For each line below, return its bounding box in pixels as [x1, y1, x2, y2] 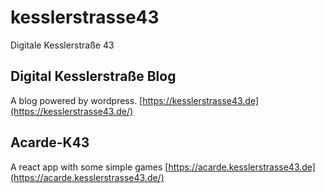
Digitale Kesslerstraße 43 [10, 39, 115, 51]
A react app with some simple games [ [10, 161, 169, 173]
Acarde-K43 [10, 134, 90, 151]
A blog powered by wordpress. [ [10, 94, 143, 106]
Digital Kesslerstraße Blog [10, 68, 177, 85]
